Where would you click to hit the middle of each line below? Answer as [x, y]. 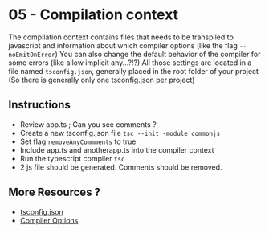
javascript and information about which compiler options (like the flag [123, 45]
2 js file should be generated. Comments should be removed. [121, 167]
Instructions [39, 105]
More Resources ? [55, 192]
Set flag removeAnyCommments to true [78, 141]
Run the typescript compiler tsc [72, 158]
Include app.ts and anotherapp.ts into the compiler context [117, 149]
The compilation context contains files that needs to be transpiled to [121, 37]
